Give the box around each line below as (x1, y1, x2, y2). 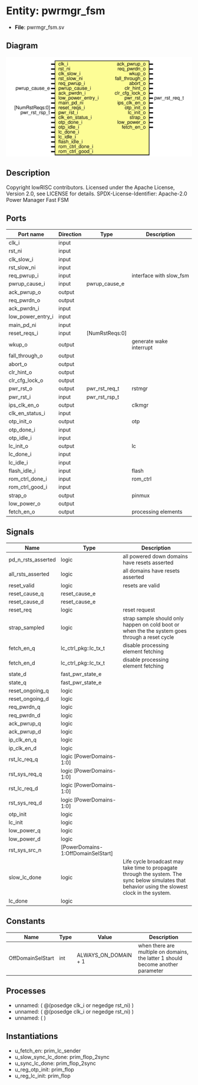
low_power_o (8, 500, 41, 507)
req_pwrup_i (8, 272, 39, 279)
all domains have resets (123, 567, 180, 574)
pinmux (131, 492, 150, 499)
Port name (18, 230, 44, 237)
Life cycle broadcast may (123, 858, 184, 865)
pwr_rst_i (8, 393, 31, 400)
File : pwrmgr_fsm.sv (14, 24, 65, 31)
